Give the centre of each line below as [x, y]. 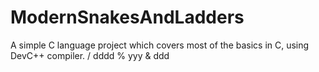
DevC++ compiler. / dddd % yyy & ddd [90, 55]
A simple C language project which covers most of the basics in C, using [160, 45]
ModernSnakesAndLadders [127, 17]
